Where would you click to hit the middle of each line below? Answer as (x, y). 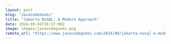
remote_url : (18, 33)
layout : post (19, 10)
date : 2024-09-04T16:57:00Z (35, 24)
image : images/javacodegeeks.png (41, 29)
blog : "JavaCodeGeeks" (29, 15)
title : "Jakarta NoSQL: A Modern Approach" (52, 19)
